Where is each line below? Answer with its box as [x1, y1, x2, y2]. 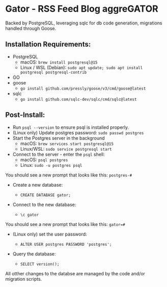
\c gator [20, 212, 39, 217]
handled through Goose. [5, 25, 57, 31]
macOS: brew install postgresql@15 [20, 59, 98, 65]
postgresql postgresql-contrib [20, 70, 87, 75]
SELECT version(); [20, 262, 60, 267]
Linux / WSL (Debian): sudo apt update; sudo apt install [20, 64, 143, 70]
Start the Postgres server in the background [12, 135, 105, 141]
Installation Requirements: [5, 40, 91, 49]
